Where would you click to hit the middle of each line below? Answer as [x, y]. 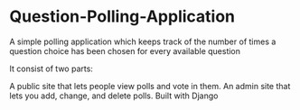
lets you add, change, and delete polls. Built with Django [114, 96]
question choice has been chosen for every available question [125, 50]
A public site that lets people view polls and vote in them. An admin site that [150, 86]
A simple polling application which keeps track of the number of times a [143, 41]
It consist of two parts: [51, 69]
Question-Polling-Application [122, 17]
